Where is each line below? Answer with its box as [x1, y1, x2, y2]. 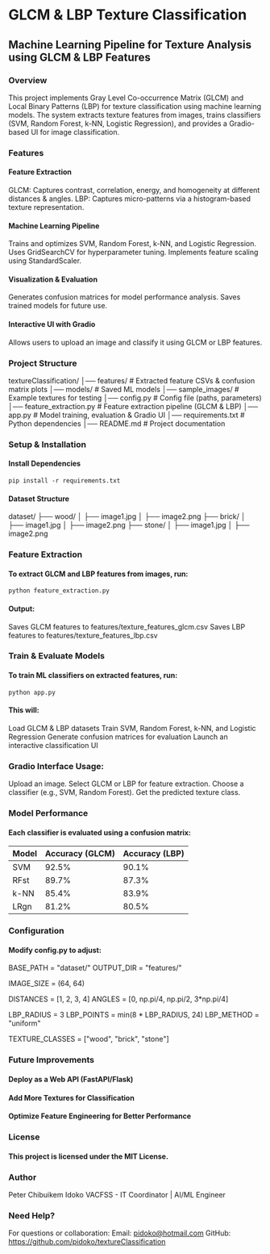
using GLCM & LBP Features [8, 50, 152, 64]
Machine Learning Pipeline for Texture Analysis [8, 38, 252, 52]
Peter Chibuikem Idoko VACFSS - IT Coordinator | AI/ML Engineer [8, 1189, 226, 1199]
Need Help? [8, 1210, 56, 1221]
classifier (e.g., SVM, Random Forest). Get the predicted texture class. [8, 788, 241, 797]
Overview [8, 74, 48, 86]
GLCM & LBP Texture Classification [8, 6, 247, 24]
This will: [8, 705, 39, 715]
